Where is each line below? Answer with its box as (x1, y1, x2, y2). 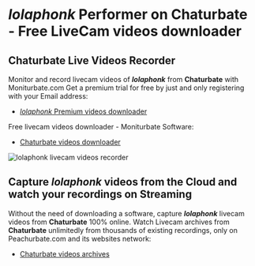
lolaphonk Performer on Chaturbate (8, 6, 248, 24)
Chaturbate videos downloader (19, 137, 121, 147)
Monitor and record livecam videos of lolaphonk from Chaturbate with (8, 75, 239, 84)
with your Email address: (8, 92, 88, 100)
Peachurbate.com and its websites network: (8, 234, 152, 243)
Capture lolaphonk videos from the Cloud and (8, 175, 238, 189)
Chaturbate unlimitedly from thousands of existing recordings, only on (8, 225, 238, 234)
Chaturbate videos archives (19, 249, 111, 258)
